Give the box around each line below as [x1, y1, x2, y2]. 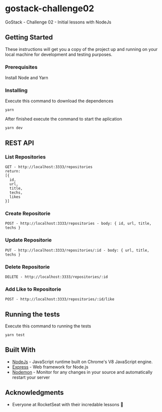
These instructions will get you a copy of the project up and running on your [5, 46, 158, 52]
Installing [5, 87, 28, 93]
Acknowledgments [5, 389, 64, 397]
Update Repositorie [5, 237, 52, 243]
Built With [5, 346, 36, 354]
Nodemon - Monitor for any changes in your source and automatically [12, 369, 153, 375]
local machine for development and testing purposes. [5, 51, 113, 57]
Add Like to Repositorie [5, 285, 61, 292]
